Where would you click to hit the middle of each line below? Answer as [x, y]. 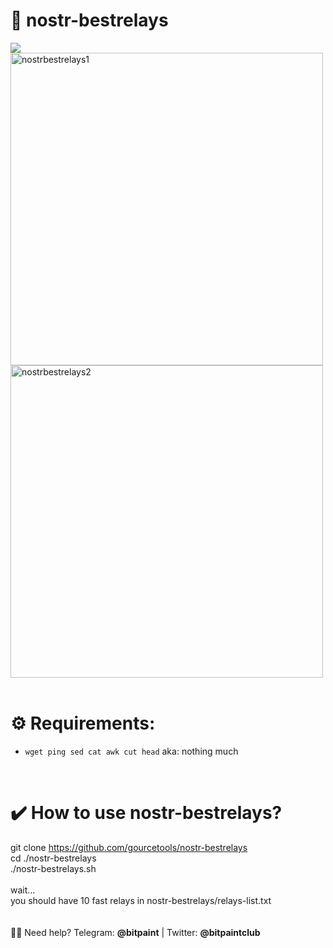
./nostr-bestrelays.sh [53, 868]
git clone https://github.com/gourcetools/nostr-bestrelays [129, 847]
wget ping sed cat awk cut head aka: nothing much [131, 751]
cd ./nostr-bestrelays [53, 858]
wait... [23, 890]
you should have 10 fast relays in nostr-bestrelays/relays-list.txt [141, 900]
